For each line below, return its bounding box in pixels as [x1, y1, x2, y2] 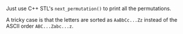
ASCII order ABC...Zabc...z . [6, 23, 74, 29]
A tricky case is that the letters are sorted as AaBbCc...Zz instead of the [6, 16, 178, 23]
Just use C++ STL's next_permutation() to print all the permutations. [6, 5, 171, 12]
